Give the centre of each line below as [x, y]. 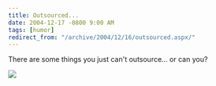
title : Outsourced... [44, 15]
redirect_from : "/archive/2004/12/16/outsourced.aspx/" [102, 37]
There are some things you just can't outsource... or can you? [108, 59]
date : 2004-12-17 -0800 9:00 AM [61, 23]
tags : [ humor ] [32, 30]
